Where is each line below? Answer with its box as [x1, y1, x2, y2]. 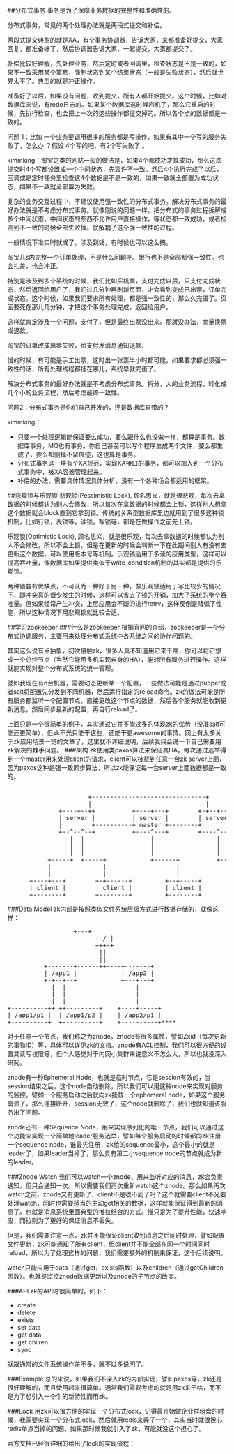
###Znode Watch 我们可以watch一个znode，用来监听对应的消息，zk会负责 [7, 1173, 223, 1181]
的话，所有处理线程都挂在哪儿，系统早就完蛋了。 [19, 365, 160, 373]
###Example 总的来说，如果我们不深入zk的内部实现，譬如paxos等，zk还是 [7, 1374, 223, 1383]
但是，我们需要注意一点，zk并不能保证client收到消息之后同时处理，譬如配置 [7, 1231, 225, 1239]
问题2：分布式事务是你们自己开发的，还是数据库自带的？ [7, 403, 170, 411]
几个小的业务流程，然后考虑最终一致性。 [7, 388, 123, 396]
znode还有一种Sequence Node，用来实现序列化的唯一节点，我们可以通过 [7, 1123, 218, 1131]
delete [17, 1308, 36, 1316]
